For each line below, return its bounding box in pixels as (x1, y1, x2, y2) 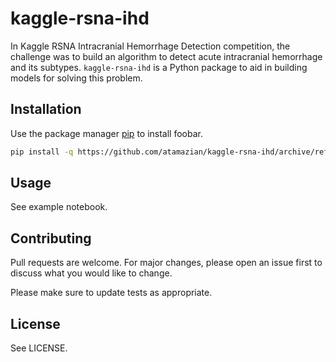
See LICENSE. (10, 342, 68, 354)
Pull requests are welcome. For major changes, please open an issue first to (10, 257, 323, 269)
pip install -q (10, 147, 74, 157)
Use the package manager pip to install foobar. (10, 127, 203, 139)
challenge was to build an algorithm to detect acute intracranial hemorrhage (10, 50, 323, 62)
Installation (10, 101, 82, 118)
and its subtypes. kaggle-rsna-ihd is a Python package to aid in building (10, 61, 308, 73)
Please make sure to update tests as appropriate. (10, 287, 213, 299)
